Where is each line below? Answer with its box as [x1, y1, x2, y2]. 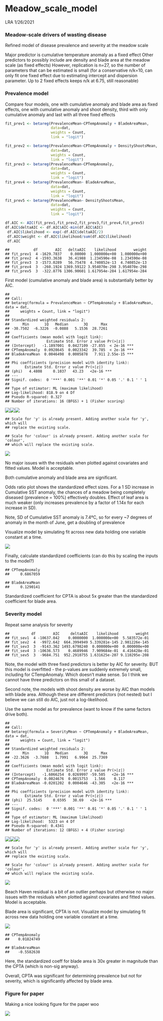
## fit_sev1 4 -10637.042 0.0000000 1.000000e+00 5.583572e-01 [5, 635, 149, 640]
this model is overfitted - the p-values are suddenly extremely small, [5, 666, 142, 672]
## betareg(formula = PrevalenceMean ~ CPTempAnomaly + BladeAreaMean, [5, 301, 153, 305]
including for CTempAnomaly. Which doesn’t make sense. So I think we [5, 672, 148, 677]
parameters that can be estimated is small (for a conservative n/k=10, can [5, 67, 153, 73]
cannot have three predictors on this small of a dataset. [5, 676, 116, 682]
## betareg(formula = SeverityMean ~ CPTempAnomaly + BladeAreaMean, [5, 729, 149, 734]
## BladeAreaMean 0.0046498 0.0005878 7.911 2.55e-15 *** [5, 352, 134, 357]
